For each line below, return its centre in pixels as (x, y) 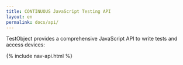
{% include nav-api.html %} (39, 56)
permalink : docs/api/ (32, 22)
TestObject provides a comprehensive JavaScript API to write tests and (92, 39)
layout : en (19, 17)
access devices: (26, 45)
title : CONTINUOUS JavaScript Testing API (58, 11)
